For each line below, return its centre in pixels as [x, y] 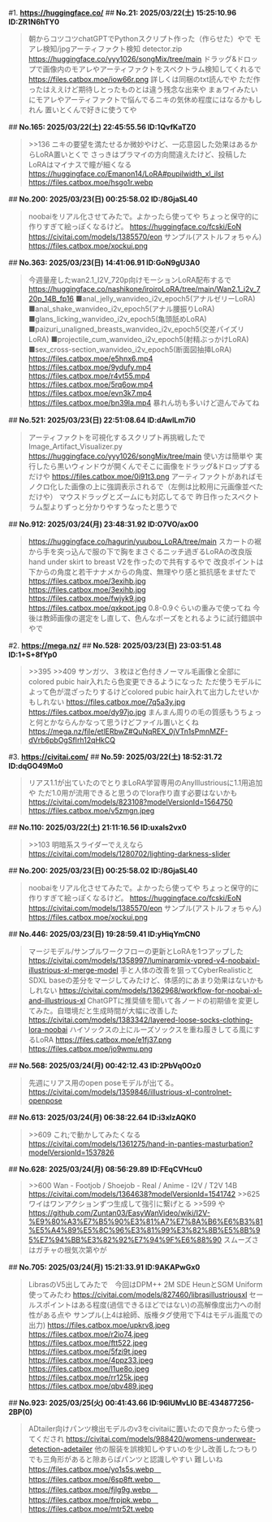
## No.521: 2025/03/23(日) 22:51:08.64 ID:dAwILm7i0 [102, 420]
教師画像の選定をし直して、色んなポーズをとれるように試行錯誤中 [152, 618]
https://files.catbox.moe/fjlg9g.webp [89, 1489]
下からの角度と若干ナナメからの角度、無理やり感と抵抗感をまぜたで [142, 572]
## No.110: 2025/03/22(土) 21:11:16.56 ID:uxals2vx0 [97, 827]
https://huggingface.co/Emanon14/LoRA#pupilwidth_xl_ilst [126, 173]
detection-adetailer [60, 1449]
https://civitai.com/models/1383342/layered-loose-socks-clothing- [140, 1020]
